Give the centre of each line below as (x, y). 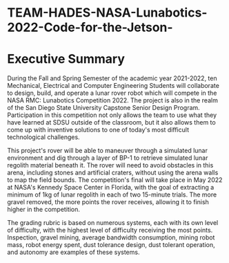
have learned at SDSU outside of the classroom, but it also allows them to (111, 123)
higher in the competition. (44, 210)
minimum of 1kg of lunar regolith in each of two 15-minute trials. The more (112, 194)
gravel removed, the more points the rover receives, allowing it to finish (108, 202)
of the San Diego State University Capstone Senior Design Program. (103, 108)
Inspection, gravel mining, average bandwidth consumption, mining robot (111, 237)
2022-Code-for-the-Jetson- (90, 27)
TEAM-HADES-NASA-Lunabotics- (107, 13)
